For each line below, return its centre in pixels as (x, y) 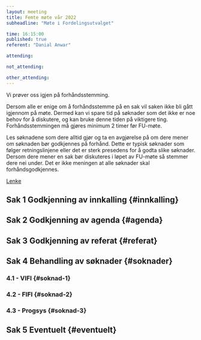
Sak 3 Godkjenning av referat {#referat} (82, 240)
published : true (26, 40)
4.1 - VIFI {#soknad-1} (38, 279)
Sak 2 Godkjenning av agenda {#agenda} (85, 220)
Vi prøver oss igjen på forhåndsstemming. (58, 94)
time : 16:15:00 (25, 34)
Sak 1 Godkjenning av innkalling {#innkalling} (92, 200)
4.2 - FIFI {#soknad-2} (40, 294)
